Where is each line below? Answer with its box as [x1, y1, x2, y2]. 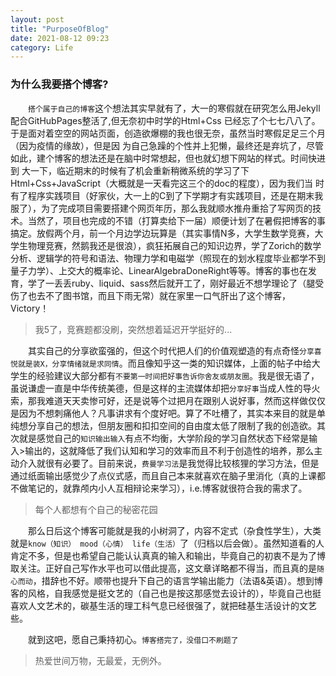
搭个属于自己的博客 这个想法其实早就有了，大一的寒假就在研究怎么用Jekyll [28, 102, 321, 114]
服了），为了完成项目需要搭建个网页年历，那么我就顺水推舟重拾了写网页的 [10, 202, 313, 214]
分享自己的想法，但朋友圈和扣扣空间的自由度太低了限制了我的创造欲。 [27, 419, 317, 431]
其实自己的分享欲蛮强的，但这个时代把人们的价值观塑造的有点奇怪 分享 [28, 344, 315, 356]
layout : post [10, 14, 65, 25]
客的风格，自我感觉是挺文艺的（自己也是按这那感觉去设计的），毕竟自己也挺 [10, 587, 322, 599]
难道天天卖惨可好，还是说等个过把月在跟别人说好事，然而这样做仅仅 [44, 394, 326, 406]
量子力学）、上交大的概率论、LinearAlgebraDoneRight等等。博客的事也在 [10, 264, 308, 276]
